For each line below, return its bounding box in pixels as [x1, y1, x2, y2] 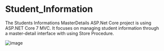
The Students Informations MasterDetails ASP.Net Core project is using [5, 20, 152, 26]
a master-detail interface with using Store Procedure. [5, 30, 114, 36]
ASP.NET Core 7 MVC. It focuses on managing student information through [5, 25, 160, 31]
